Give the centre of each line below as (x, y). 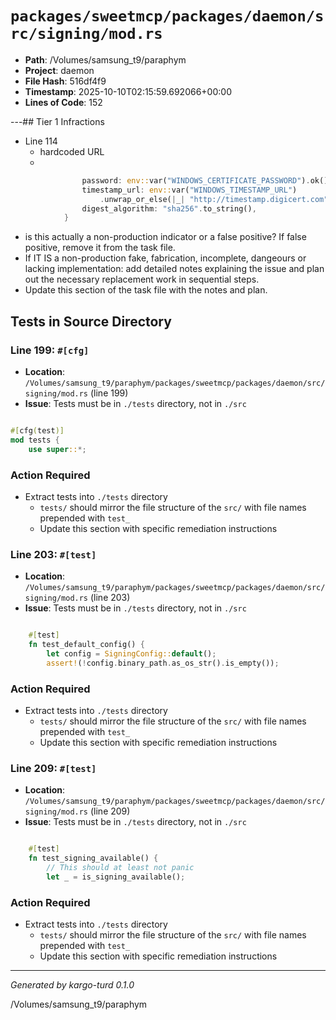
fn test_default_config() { (86, 645)
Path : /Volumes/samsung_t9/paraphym (105, 59)
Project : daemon (59, 70)
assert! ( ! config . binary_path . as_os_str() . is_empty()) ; (163, 663)
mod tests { (35, 440)
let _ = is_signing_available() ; (116, 877)
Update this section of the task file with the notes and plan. (146, 290)
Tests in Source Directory (91, 321)
